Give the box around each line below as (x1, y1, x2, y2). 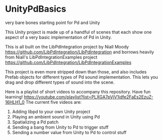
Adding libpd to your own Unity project (12, 109, 91, 115)
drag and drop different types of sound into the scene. (5, 79, 115, 85)
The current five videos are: (25, 99, 82, 105)
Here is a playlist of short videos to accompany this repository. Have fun (5, 89, 151, 94)
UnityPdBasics (5, 3, 67, 15)
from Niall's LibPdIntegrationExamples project (5, 54, 97, 60)
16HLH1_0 (5, 99, 25, 105)
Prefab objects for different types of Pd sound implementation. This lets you (5, 74, 158, 80)
